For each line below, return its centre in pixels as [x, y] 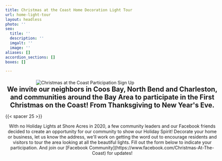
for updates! [120, 153]
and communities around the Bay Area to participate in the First [112, 97]
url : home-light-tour [28, 15]
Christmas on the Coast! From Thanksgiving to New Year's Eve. [112, 105]
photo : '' [16, 24]
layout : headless [24, 19]
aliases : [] [18, 52]
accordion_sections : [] [30, 57]
